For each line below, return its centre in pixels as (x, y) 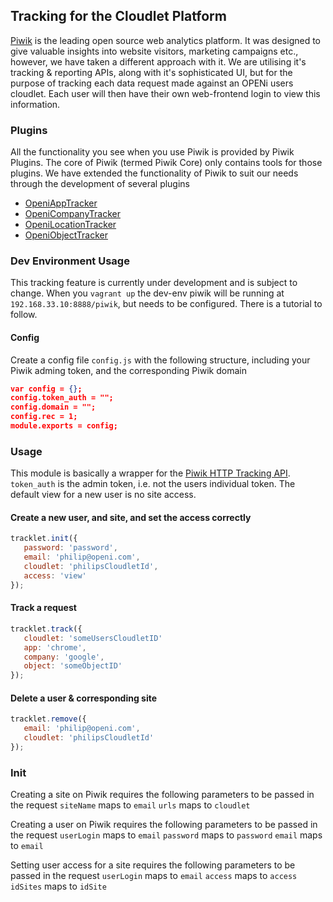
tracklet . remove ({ (48, 719)
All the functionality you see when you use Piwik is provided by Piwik (152, 152)
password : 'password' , (70, 548)
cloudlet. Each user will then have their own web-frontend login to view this (165, 93)
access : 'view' (55, 575)
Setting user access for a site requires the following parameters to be (153, 865)
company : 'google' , (64, 657)
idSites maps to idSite (58, 886)
